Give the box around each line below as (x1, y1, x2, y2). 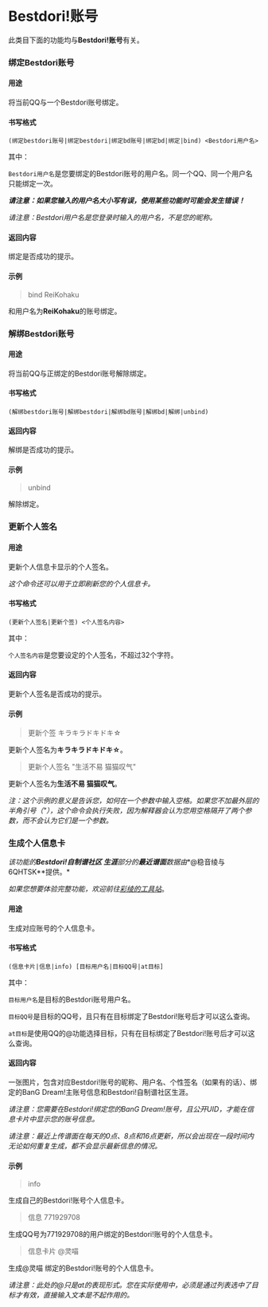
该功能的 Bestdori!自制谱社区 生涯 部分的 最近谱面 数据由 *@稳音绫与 (8, 857, 225, 867)
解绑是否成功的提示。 (8, 445, 78, 455)
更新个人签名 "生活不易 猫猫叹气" (27, 762, 137, 772)
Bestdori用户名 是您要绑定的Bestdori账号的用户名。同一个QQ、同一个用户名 (8, 169, 253, 179)
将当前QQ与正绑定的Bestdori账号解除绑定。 (8, 368, 151, 378)
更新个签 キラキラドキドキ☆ (27, 728, 122, 738)
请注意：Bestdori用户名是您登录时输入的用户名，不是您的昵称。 (8, 213, 217, 222)
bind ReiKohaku (27, 289, 80, 299)
